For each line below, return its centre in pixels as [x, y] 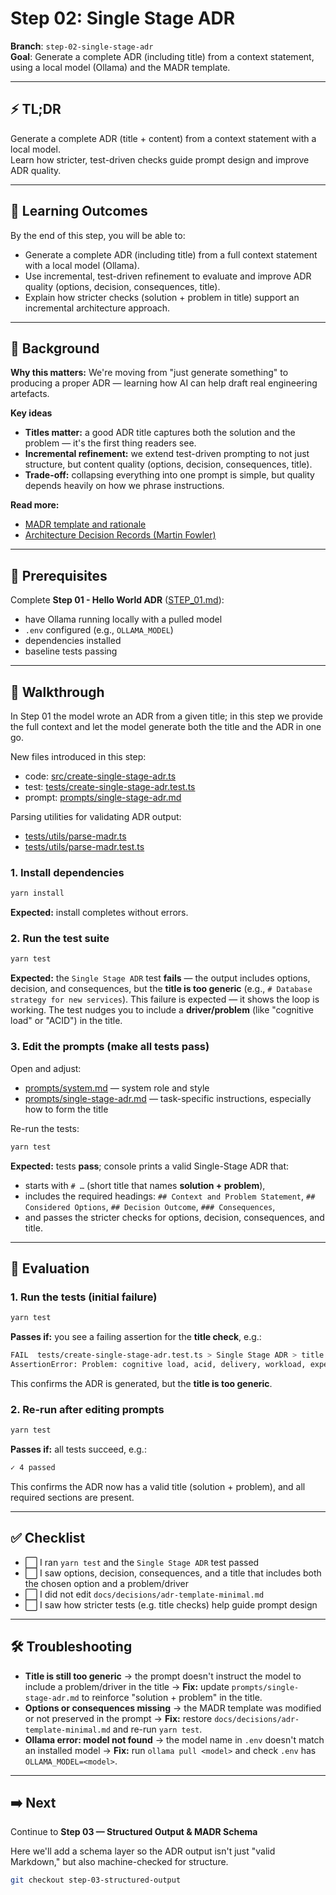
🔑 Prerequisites [59, 575]
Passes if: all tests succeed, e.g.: [78, 1449]
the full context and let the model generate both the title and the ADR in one [166, 726]
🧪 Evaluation [50, 1268]
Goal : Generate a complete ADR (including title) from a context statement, [162, 56]
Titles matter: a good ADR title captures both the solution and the [160, 433]
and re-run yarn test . [157, 1729]
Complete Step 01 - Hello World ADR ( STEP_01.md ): [117, 600]
